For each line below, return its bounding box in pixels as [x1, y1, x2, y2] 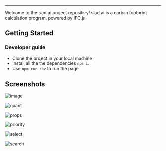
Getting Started [5, 29, 54, 37]
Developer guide [5, 44, 46, 51]
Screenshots [5, 80, 45, 89]
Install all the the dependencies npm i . [12, 60, 90, 66]
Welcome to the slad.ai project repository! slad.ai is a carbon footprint [5, 10, 147, 15]
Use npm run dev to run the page [12, 65, 79, 71]
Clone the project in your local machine [12, 55, 92, 61]
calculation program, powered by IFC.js [5, 15, 85, 21]
